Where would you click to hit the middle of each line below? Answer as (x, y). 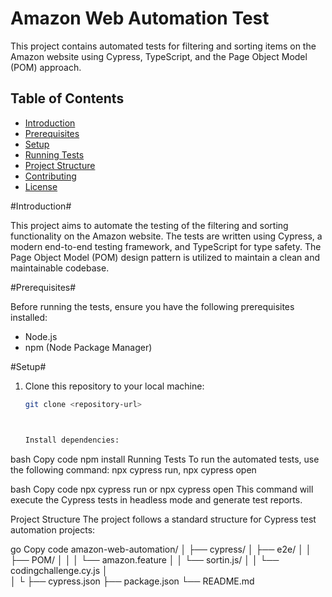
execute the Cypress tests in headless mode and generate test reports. (156, 499)
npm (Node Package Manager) (88, 347)
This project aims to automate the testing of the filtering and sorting (149, 225)
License (41, 186)
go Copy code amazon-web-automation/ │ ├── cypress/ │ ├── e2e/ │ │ (161, 549)
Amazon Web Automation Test (140, 18)
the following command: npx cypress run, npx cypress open (133, 469)
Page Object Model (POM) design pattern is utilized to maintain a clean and (165, 257)
